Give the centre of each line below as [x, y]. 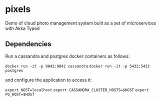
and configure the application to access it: [48, 80]
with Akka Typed [22, 28]
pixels [18, 9]
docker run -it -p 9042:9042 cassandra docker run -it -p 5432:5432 [77, 66]
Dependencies [28, 44]
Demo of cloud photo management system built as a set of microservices [81, 23]
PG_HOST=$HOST [20, 94]
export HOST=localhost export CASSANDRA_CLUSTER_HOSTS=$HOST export [77, 90]
